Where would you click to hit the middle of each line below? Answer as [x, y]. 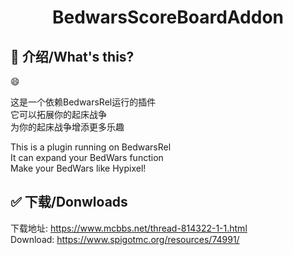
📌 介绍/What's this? [72, 56]
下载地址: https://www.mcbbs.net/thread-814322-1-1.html [129, 228]
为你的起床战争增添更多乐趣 [67, 127]
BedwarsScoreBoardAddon [168, 17]
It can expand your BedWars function [87, 157]
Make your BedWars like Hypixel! [78, 168]
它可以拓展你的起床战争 [58, 114]
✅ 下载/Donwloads [69, 202]
